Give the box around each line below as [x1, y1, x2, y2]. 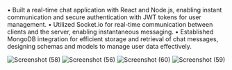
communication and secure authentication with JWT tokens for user [7, 13, 201, 21]
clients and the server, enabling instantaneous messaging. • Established [7, 27, 214, 36]
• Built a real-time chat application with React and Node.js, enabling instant [7, 6, 222, 14]
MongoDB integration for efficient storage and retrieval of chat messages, [7, 35, 219, 43]
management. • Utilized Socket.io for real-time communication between [7, 21, 213, 28]
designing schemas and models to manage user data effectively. [7, 43, 192, 50]
